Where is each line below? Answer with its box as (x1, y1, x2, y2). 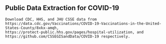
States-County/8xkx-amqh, (5, 25, 59, 30)
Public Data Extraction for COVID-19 (5, 4, 120, 12)
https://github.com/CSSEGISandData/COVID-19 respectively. (5, 34, 131, 39)
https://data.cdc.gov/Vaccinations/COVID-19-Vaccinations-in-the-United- (5, 21, 162, 26)
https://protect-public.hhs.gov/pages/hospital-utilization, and (5, 29, 144, 35)
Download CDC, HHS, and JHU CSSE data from (5, 17, 97, 22)
